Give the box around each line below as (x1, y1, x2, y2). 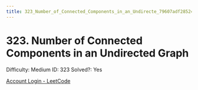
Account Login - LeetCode (6, 77, 71, 84)
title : (6, 8, 22, 15)
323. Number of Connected (6, 34, 143, 47)
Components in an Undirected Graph (6, 46, 189, 59)
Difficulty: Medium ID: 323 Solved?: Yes (6, 66, 103, 73)
